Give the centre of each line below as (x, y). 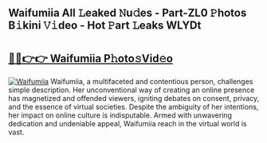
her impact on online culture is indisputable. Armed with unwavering (120, 115)
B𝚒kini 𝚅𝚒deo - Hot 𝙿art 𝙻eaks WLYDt (105, 26)
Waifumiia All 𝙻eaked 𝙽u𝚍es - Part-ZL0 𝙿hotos (128, 13)
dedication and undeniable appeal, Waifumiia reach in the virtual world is (128, 124)
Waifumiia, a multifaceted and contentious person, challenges (152, 81)
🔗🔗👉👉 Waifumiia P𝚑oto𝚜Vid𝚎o (91, 58)
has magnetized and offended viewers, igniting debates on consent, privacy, (134, 98)
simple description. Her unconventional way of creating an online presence (132, 90)
